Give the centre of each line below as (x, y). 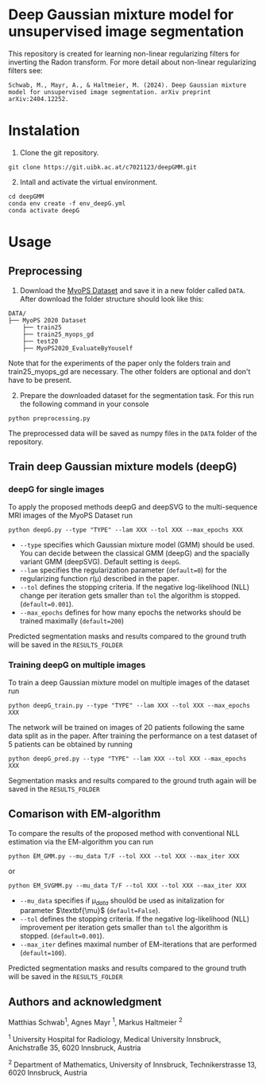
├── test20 (40, 341)
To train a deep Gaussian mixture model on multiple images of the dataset (129, 682)
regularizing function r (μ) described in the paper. (100, 578)
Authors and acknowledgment (85, 1002)
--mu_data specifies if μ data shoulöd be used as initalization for (122, 901)
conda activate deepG (44, 210)
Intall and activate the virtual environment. (88, 181)
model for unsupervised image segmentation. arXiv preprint (110, 92)
